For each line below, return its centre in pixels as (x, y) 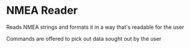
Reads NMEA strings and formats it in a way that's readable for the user (95, 27)
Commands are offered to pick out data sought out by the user (84, 38)
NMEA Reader (42, 10)
